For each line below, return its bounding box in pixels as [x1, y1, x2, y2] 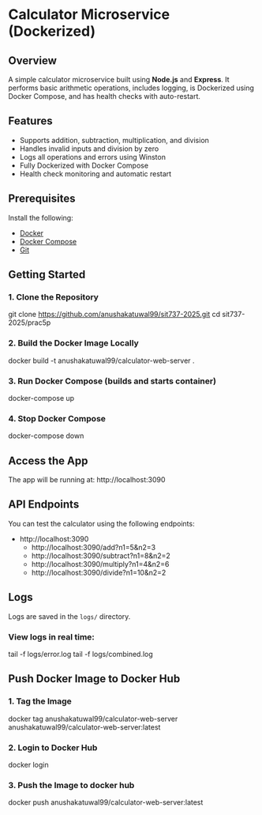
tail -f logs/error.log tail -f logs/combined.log [8, 649, 154, 658]
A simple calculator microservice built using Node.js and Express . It [8, 75, 230, 84]
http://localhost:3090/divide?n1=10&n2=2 [31, 568, 167, 577]
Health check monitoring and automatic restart [19, 168, 172, 179]
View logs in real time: [8, 631, 95, 642]
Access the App [8, 454, 88, 467]
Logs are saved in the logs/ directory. [8, 611, 131, 621]
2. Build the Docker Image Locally [8, 338, 140, 349]
